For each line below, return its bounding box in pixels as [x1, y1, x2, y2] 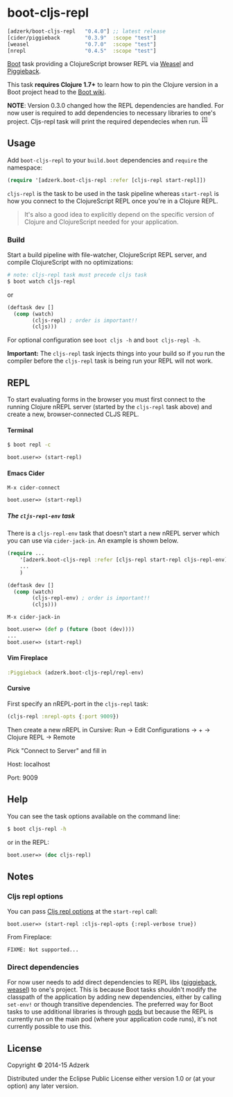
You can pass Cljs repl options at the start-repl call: [7, 907, 158, 916]
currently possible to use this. [7, 1023, 92, 1031]
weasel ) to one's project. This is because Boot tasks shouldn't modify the [7, 985, 217, 994]
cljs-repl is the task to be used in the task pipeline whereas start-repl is [7, 189, 220, 197]
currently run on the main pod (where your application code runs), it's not [7, 1015, 217, 1023]
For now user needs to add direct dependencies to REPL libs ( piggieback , [7, 978, 217, 987]
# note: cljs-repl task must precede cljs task [7, 272, 148, 279]
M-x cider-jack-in [7, 613, 60, 621]
